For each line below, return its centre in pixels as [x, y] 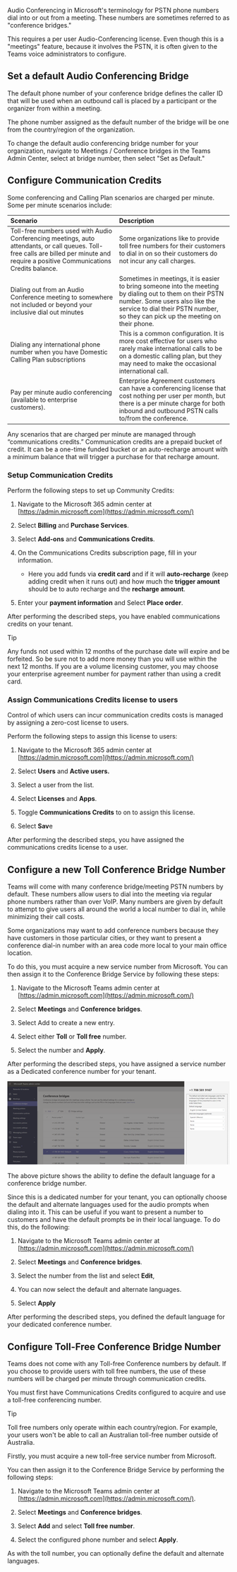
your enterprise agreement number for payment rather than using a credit [114, 674]
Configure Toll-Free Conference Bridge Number [114, 1347]
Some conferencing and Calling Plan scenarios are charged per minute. [111, 197]
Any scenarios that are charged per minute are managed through [102, 434]
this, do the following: [39, 1227]
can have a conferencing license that [172, 388]
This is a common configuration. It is [171, 333]
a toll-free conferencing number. [55, 1400]
